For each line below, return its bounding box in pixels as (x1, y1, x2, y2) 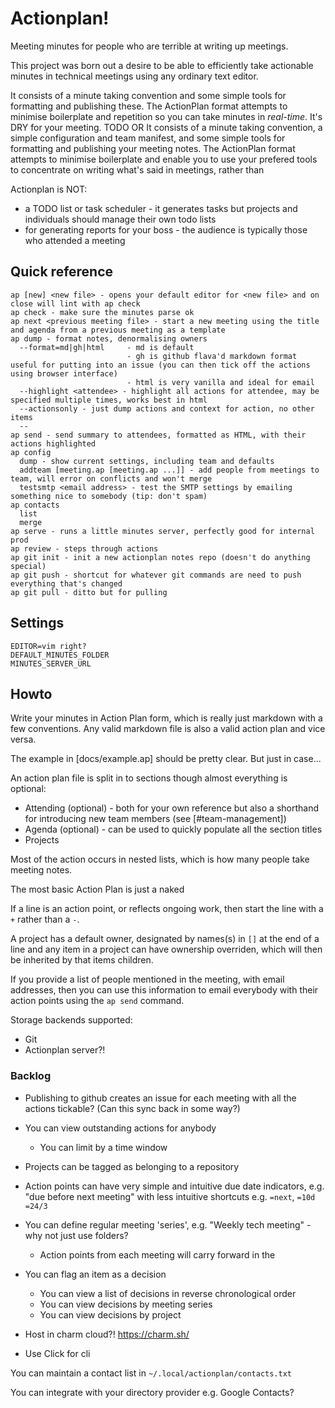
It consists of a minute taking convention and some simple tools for (10, 89, 287, 101)
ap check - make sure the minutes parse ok (10, 307, 195, 317)
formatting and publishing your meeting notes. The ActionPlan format (10, 142, 296, 154)
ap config (10, 447, 52, 457)
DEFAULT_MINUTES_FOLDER (10, 650, 110, 660)
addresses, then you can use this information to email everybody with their (10, 984, 319, 996)
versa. (10, 733, 37, 746)
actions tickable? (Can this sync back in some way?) (24, 1102, 241, 1114)
